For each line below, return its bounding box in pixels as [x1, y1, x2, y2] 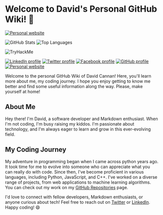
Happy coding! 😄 [5, 204, 40, 210]
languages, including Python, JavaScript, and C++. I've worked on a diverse [5, 174, 158, 180]
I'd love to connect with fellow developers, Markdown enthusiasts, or [5, 194, 143, 200]
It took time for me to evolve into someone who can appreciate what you [5, 164, 150, 170]
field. [5, 131, 16, 137]
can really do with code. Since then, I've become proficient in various [5, 169, 144, 174]
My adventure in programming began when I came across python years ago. [5, 158, 159, 164]
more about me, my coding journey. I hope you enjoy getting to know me [5, 78, 151, 84]
